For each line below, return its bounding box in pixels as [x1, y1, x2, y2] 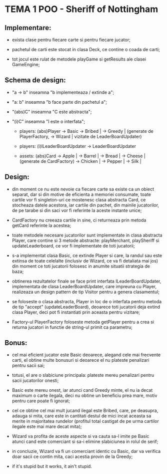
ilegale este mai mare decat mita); [11, 423, 82, 429]
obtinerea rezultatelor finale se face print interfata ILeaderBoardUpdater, [11, 278, 161, 284]
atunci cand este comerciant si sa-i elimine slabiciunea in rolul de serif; [11, 438, 158, 444]
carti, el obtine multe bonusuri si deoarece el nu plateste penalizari [11, 357, 149, 363]
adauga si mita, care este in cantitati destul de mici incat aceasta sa [11, 413, 151, 419]
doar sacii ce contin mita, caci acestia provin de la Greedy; [11, 453, 133, 459]
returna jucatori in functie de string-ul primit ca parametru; [11, 324, 133, 330]
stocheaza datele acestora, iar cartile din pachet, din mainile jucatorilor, [11, 202, 159, 208]
